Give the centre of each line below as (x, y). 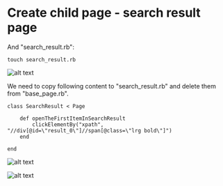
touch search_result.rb (42, 60)
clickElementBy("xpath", (68, 124)
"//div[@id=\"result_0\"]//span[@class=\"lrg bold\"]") (90, 130)
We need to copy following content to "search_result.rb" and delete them (112, 86)
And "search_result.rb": (41, 47)
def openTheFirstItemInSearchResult (73, 118)
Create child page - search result (104, 13)
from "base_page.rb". (38, 93)
